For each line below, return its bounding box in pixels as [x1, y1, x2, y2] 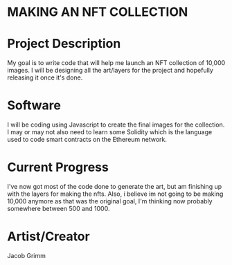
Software [7, 98, 61, 113]
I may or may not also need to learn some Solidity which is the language [7, 128, 213, 136]
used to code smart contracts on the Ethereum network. [7, 136, 168, 144]
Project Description [7, 36, 121, 52]
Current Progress [7, 160, 109, 175]
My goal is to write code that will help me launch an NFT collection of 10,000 [7, 59, 226, 67]
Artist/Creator [7, 229, 90, 244]
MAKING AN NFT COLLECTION [7, 4, 188, 20]
